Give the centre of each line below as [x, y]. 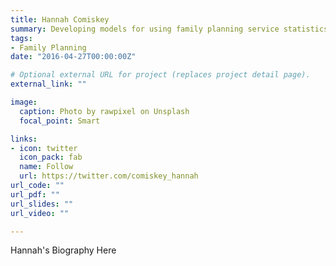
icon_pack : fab [51, 157]
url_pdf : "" [35, 194]
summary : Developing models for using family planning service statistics [169, 29]
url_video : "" [40, 213]
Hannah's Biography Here [63, 250]
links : [24, 139]
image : [24, 102]
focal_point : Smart [60, 121]
